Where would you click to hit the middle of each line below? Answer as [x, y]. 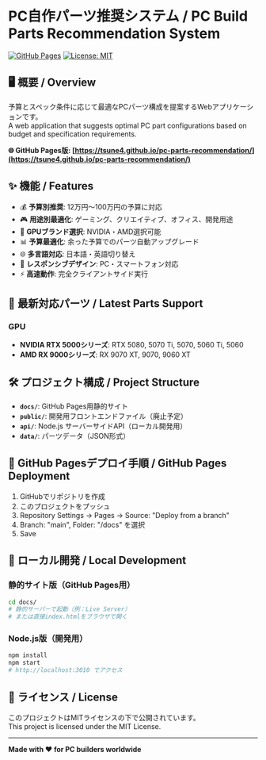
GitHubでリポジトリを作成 [62, 496]
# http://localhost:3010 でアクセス [65, 670]
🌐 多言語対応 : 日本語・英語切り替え [78, 254]
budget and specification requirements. [72, 134]
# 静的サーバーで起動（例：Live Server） [69, 609]
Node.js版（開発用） [48, 639]
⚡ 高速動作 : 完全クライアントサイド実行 [84, 274]
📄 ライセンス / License [63, 697]
